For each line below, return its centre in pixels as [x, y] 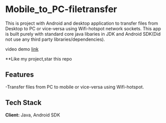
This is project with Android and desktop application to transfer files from [82, 23]
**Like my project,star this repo [39, 58]
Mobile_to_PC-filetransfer [61, 9]
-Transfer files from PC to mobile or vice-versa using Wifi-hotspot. [75, 87]
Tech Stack [23, 103]
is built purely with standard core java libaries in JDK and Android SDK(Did [83, 34]
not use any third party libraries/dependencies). [55, 39]
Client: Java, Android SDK [33, 115]
